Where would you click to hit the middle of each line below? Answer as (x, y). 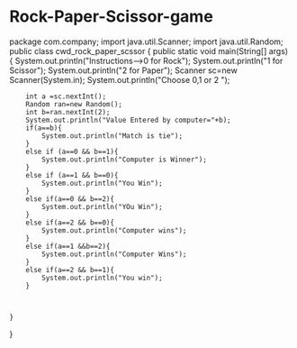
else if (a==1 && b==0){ (72, 175)
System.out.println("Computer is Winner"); (124, 160)
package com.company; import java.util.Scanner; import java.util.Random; (146, 41)
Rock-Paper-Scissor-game (111, 17)
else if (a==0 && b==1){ (72, 151)
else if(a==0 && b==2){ (70, 199)
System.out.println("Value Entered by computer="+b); (128, 120)
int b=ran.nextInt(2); (68, 112)
